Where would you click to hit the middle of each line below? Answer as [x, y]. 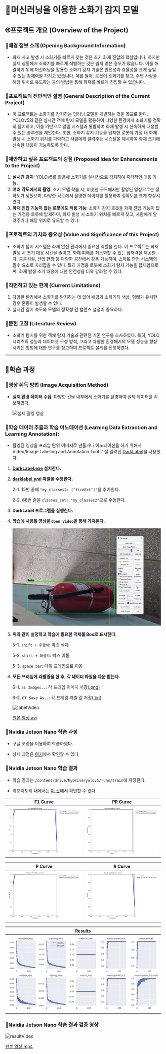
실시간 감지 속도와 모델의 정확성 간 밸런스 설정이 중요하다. [68, 310]
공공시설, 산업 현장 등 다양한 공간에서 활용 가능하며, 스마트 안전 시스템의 [88, 259]
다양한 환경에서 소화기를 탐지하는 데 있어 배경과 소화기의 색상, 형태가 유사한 [85, 297]
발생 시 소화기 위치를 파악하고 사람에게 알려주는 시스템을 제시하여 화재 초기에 [86, 139]
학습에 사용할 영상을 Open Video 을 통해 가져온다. [59, 521]
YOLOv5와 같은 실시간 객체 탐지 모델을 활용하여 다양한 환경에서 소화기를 [82, 120]
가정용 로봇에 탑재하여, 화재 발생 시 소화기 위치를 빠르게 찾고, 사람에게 [85, 214]
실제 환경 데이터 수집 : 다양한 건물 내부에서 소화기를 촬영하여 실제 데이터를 [83, 397]
